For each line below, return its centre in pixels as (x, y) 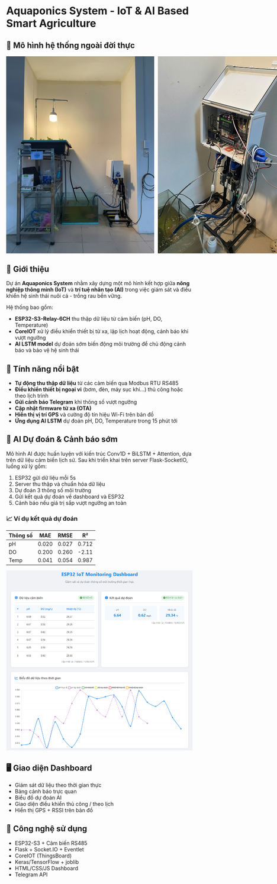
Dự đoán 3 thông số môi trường (53, 490)
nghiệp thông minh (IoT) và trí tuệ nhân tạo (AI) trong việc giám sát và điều (99, 290)
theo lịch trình (32, 395)
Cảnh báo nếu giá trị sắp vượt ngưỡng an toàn (71, 503)
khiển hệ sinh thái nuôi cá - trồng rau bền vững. (64, 296)
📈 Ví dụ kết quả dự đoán (42, 518)
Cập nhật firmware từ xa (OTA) (53, 408)
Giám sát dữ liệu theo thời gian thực (58, 785)
